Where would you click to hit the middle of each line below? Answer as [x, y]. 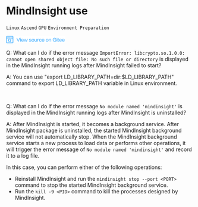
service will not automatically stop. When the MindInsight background [92, 137]
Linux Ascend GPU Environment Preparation [58, 28]
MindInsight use [47, 11]
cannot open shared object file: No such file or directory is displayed [98, 59]
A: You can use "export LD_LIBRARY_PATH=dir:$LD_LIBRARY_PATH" [90, 77]
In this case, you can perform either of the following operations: [84, 167]
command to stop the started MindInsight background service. [91, 185]
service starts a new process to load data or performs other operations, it [96, 143]
